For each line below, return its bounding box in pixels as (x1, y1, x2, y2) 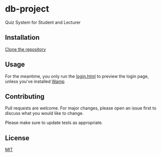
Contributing (5, 92, 45, 100)
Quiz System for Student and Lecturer (5, 19, 81, 25)
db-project (5, 3, 49, 15)
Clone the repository (5, 46, 46, 52)
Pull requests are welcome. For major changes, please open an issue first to (5, 105, 157, 111)
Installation (5, 33, 40, 42)
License (5, 134, 30, 142)
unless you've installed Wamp (5, 78, 64, 84)
